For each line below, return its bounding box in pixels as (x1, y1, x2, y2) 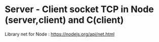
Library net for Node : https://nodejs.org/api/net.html (5, 31, 115, 37)
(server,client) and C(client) (5, 14, 124, 26)
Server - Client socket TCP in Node (5, 4, 154, 15)
